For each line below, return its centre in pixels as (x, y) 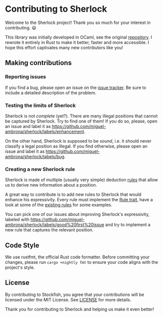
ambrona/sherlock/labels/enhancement (45, 131)
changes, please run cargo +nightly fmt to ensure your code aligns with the (81, 262)
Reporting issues (26, 77)
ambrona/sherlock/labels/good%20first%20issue (55, 225)
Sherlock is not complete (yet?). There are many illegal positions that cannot (81, 116)
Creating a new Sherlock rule (40, 169)
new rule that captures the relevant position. (49, 230)
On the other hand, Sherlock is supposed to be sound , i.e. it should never (78, 141)
